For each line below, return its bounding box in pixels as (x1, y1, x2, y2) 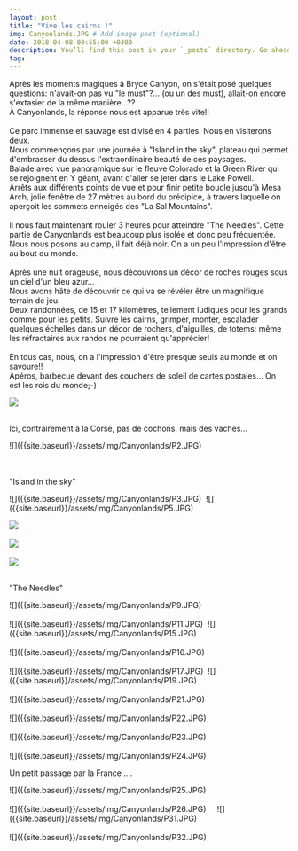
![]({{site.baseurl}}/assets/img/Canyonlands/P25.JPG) (9, 785, 207, 795)
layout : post (9, 12, 58, 22)
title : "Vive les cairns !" (9, 21, 114, 30)
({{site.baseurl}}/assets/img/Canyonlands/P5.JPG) (9, 503, 194, 513)
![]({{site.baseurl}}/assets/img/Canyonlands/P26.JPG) (9, 804, 207, 814)
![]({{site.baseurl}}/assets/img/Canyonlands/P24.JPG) (9, 751, 207, 761)
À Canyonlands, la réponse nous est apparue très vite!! (9, 107, 210, 117)
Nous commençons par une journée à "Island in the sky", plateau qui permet (9, 144, 288, 155)
